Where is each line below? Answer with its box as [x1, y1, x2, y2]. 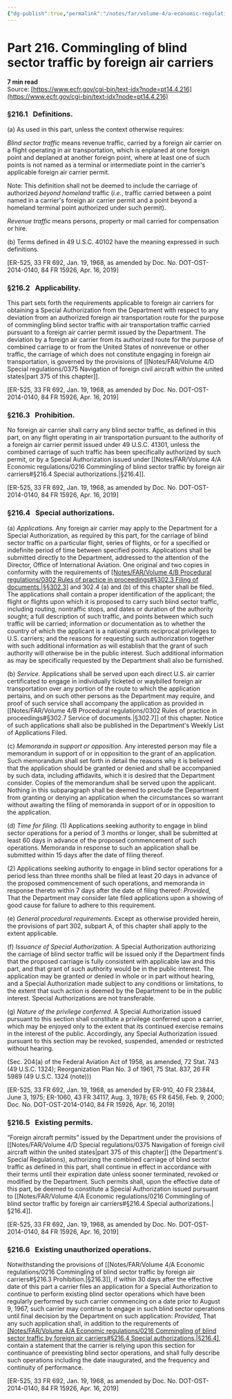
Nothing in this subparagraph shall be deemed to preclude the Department [7, 786, 220, 794]
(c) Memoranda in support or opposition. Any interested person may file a [7, 742, 217, 750]
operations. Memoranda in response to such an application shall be [7, 843, 199, 852]
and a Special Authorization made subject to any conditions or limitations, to [7, 979, 224, 987]
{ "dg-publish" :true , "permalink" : [7, 10, 104, 17]
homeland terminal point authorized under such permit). [7, 203, 166, 212]
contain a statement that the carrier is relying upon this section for [7, 1342, 195, 1350]
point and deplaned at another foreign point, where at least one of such [7, 153, 211, 161]
